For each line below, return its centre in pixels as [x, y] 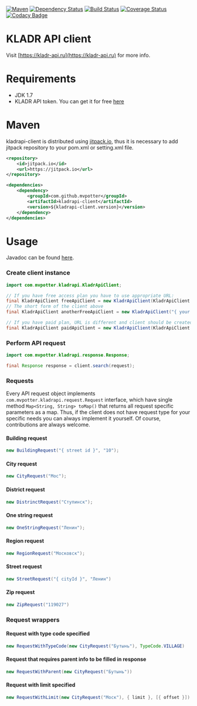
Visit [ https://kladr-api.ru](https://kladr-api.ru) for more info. [78, 55]
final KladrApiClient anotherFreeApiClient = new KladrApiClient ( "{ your [98, 312]
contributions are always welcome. [48, 425]
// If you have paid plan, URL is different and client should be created [99, 323]
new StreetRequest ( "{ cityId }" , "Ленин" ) [59, 579]
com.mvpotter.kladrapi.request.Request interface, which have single [89, 400]
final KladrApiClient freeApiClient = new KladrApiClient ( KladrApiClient [98, 301]
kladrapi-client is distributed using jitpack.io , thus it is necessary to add [92, 141]
